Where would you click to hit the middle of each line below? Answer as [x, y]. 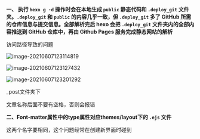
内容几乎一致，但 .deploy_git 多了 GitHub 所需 [134, 17]
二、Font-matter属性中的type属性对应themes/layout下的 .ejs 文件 [89, 117]
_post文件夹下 [23, 92]
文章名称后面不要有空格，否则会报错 [51, 104]
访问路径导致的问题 [30, 44]
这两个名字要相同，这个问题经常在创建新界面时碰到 [69, 130]
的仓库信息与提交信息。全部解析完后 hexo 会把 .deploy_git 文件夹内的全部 [98, 24]
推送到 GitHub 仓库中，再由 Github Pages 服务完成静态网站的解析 [92, 32]
